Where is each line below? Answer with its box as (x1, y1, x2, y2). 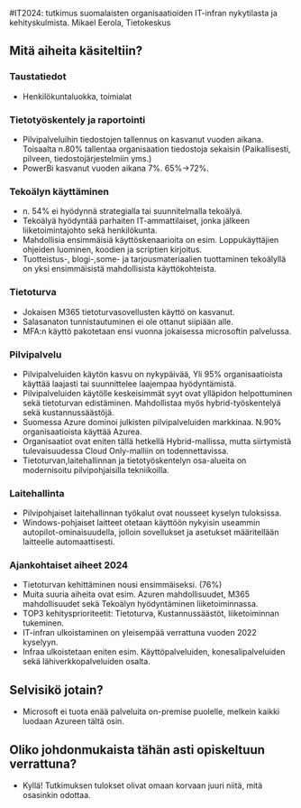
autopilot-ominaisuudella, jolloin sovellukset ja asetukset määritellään (22, 527, 279, 538)
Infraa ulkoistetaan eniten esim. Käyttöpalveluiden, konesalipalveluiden (22, 646, 286, 657)
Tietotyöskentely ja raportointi (9, 113, 146, 125)
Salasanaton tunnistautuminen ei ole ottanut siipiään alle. (22, 316, 234, 327)
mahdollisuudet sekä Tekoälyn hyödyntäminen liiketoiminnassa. (22, 599, 259, 609)
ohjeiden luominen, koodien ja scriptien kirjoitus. (22, 244, 203, 255)
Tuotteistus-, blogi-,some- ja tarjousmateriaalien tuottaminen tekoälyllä (22, 254, 287, 265)
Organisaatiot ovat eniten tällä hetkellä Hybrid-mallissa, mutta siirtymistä (22, 435, 292, 446)
